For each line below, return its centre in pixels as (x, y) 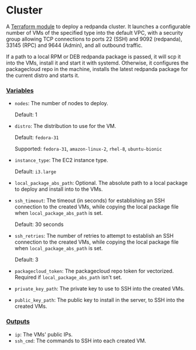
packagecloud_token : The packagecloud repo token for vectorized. (94, 271)
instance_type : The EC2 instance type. (61, 160)
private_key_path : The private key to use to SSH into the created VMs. (99, 289)
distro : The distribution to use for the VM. (65, 126)
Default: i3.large (35, 171)
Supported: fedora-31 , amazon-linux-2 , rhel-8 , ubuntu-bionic (88, 149)
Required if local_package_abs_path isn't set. (68, 277)
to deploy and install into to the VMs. (59, 189)
